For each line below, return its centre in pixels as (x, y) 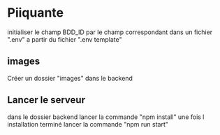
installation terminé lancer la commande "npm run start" (88, 124)
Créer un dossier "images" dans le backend (70, 78)
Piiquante (36, 13)
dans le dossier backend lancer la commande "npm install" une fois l (106, 117)
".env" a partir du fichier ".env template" (65, 39)
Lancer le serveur (46, 100)
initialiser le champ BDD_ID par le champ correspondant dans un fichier (110, 32)
